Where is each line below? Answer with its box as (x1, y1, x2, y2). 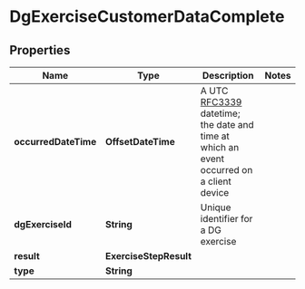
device (200, 187, 230, 198)
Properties (9, 43, 71, 58)
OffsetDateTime (104, 136, 175, 148)
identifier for (200, 213, 253, 225)
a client (200, 175, 231, 188)
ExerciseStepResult (104, 250, 192, 262)
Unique (200, 201, 231, 214)
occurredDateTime (14, 136, 97, 148)
